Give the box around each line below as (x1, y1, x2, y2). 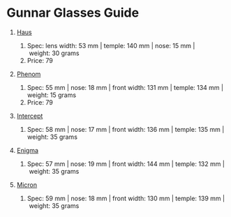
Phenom (16, 70, 41, 78)
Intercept (16, 112, 43, 120)
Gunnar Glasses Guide (6, 5, 140, 21)
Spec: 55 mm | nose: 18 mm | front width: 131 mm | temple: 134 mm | (27, 83, 224, 91)
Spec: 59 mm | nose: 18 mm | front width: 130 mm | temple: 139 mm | (27, 194, 225, 202)
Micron (16, 180, 38, 189)
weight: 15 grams (27, 91, 77, 99)
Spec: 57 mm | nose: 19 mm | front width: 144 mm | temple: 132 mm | (27, 159, 225, 168)
